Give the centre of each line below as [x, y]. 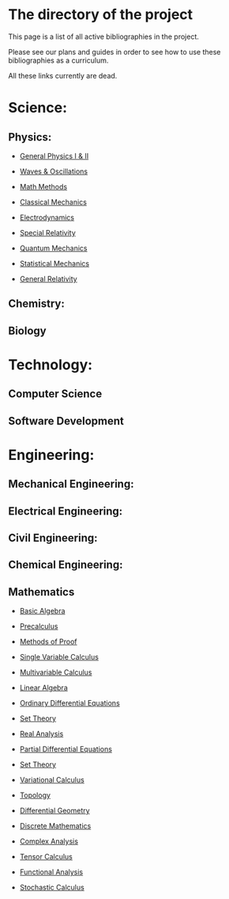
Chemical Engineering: [66, 565]
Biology [27, 331]
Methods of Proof [48, 642]
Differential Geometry [54, 811]
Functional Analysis [51, 872]
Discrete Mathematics [55, 826]
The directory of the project [101, 15]
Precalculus [39, 626]
